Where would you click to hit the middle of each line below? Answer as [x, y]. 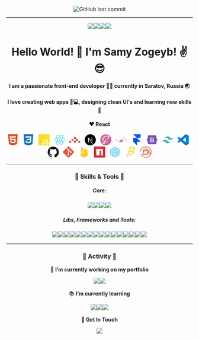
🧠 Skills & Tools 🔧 [99, 176]
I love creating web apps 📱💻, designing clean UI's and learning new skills [99, 102]
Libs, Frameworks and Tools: [99, 220]
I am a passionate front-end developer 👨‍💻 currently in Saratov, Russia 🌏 [99, 85]
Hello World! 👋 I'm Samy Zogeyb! [94, 52]
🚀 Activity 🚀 [99, 256]
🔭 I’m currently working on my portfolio [99, 269]
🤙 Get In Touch [99, 319]
